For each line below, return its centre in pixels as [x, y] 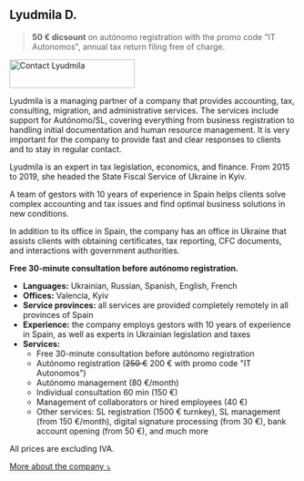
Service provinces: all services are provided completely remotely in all [155, 305]
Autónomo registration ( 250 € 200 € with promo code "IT [144, 363]
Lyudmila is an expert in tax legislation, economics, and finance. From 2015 [150, 167]
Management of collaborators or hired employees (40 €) [142, 402]
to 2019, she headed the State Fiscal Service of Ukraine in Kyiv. [128, 176]
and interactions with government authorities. [95, 251]
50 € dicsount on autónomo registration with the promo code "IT [153, 36]
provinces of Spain [58, 314]
